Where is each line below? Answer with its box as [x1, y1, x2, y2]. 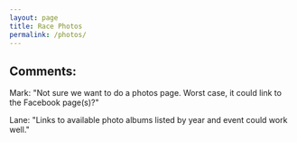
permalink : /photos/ [9, 30, 88, 39]
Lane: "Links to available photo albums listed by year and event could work [9, 115, 288, 126]
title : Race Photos [9, 22, 83, 31]
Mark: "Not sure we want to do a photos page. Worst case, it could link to [9, 88, 283, 99]
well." [9, 124, 30, 136]
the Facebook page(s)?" [9, 97, 99, 109]
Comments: [9, 63, 77, 79]
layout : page [9, 13, 59, 23]
